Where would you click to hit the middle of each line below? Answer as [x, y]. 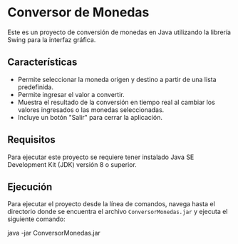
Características [42, 62]
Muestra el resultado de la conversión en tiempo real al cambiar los [116, 102]
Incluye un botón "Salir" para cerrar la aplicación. [90, 117]
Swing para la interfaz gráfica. [52, 39]
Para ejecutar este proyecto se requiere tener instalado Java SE [101, 157]
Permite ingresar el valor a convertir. [71, 94]
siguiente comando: [36, 219]
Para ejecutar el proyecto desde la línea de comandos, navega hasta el [111, 204]
